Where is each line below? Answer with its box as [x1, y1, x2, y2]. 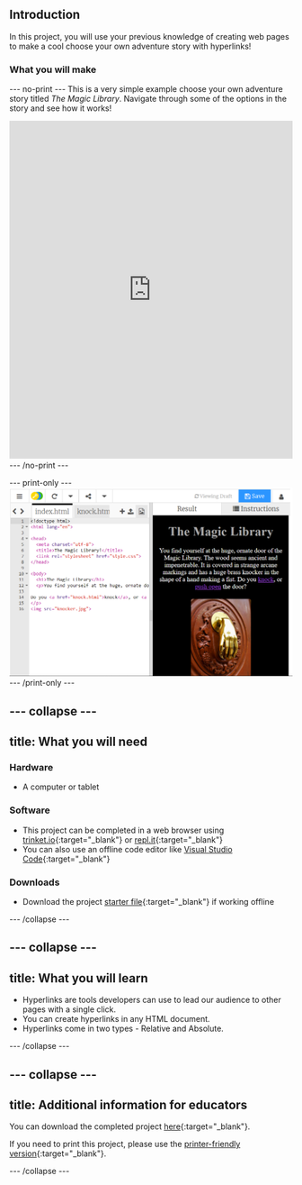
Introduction [9, 7, 81, 23]
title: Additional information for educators [9, 1097, 248, 1112]
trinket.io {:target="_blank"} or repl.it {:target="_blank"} [22, 834, 223, 845]
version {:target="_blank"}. [9, 1148, 107, 1159]
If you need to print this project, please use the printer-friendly [9, 1139, 241, 1150]
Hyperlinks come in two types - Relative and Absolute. [22, 1023, 225, 1035]
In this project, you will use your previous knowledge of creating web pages [9, 31, 289, 41]
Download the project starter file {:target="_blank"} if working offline [22, 896, 275, 907]
